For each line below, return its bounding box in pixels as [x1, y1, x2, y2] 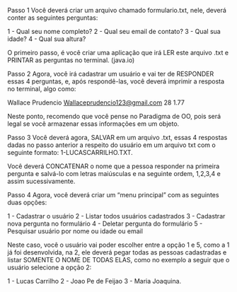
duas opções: [7, 198, 47, 206]
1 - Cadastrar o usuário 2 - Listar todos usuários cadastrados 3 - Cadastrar [7, 212, 226, 220]
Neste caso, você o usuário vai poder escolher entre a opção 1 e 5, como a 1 [7, 240, 230, 249]
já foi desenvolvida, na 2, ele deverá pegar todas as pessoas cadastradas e [7, 248, 227, 257]
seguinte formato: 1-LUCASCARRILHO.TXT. [7, 148, 133, 156]
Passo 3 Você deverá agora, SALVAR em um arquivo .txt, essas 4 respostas [7, 134, 228, 141]
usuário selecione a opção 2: [7, 263, 92, 271]
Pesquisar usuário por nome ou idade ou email [7, 227, 144, 235]
